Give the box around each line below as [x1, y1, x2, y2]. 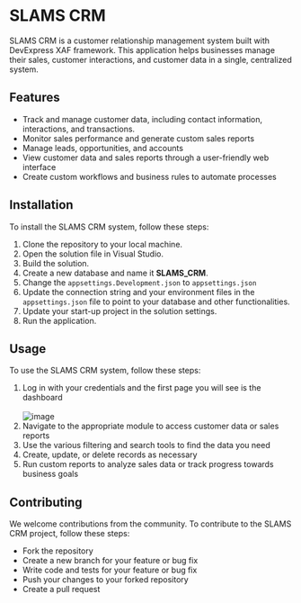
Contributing [9, 494, 83, 509]
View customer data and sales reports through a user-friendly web [22, 152, 270, 163]
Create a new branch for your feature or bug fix [22, 555, 199, 566]
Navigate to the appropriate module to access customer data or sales [22, 420, 279, 432]
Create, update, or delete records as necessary [22, 449, 198, 460]
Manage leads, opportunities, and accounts [22, 142, 184, 153]
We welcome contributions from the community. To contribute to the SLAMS [9, 518, 292, 529]
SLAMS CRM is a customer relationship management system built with [9, 35, 270, 46]
